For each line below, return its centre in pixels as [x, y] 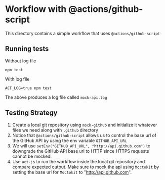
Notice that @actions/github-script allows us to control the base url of [84, 135]
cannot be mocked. [32, 156]
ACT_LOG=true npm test [28, 88]
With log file [17, 79]
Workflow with [36, 9]
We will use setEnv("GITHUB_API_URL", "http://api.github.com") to [81, 146]
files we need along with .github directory [55, 130]
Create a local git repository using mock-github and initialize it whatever [84, 125]
